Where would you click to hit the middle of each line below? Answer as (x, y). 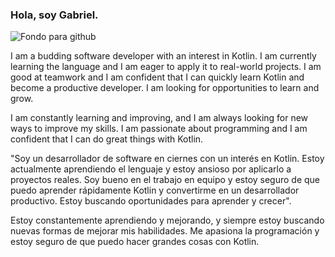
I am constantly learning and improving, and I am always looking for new (159, 118)
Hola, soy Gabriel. (54, 15)
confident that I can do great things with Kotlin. (107, 139)
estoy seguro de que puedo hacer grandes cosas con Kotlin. (135, 242)
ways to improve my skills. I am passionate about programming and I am (159, 129)
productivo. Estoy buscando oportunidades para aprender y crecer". (151, 201)
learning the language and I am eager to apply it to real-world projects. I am (166, 67)
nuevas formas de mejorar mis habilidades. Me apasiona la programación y (165, 231)
